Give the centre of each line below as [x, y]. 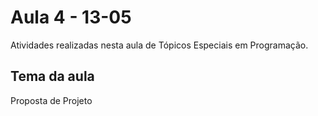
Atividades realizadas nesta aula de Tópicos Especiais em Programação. [159, 45]
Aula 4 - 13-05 [71, 17]
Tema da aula [52, 76]
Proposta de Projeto [51, 100]
